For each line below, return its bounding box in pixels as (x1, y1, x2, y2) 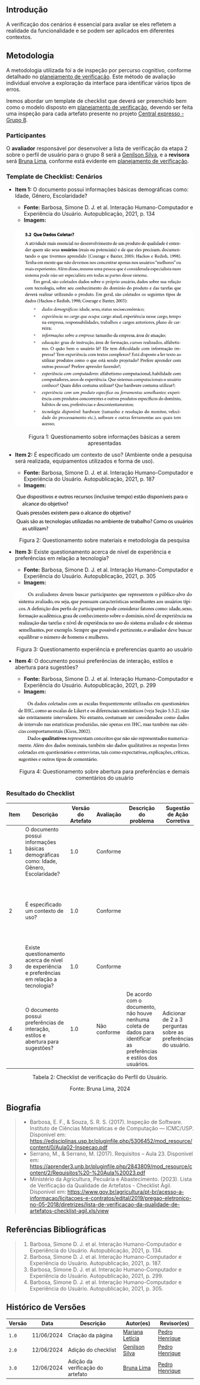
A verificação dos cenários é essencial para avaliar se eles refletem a (6, 20, 177, 27)
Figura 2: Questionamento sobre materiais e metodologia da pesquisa (18, 537, 190, 544)
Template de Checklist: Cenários (6, 172, 103, 181)
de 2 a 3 (162, 1016, 183, 1023)
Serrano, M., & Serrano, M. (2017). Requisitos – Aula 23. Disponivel (29, 1150, 193, 1157)
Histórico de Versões (6, 1303, 86, 1313)
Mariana (123, 1328, 143, 1335)
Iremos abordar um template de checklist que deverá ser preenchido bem (6, 97, 187, 104)
